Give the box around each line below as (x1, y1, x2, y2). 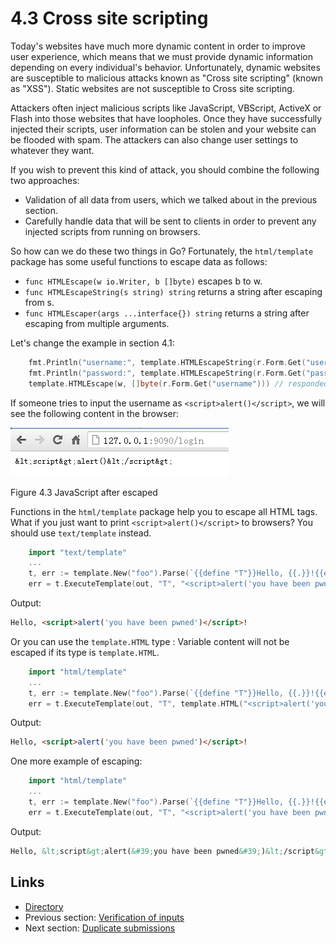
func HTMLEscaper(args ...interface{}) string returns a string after (24, 307, 310, 319)
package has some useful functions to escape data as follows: (10, 255, 268, 267)
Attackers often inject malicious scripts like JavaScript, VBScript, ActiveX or (10, 102, 322, 114)
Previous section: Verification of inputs (24, 911, 185, 923)
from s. (24, 296, 55, 308)
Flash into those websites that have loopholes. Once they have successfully (10, 112, 323, 124)
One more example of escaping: (10, 755, 143, 767)
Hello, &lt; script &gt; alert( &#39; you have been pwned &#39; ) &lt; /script (10, 846, 315, 856)
